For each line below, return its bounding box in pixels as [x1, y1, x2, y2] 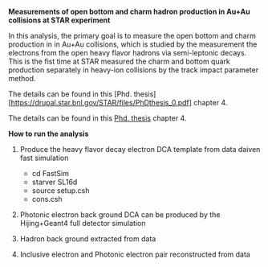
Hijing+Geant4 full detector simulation [19, 219, 146, 228]
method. [8, 74, 36, 83]
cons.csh [31, 195, 63, 203]
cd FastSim [31, 169, 70, 178]
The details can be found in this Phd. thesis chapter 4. [8, 113, 187, 123]
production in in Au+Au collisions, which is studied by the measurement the [8, 39, 258, 49]
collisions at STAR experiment [8, 15, 111, 25]
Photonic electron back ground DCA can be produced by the [19, 210, 221, 220]
